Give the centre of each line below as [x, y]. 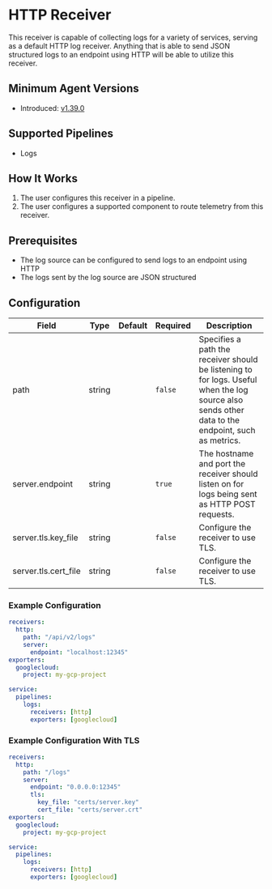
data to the [219, 420]
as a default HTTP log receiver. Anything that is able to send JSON [119, 45]
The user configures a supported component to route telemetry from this [142, 206]
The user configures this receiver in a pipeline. [98, 198]
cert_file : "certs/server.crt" [90, 810]
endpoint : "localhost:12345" [79, 652]
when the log [223, 390]
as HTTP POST [227, 504]
